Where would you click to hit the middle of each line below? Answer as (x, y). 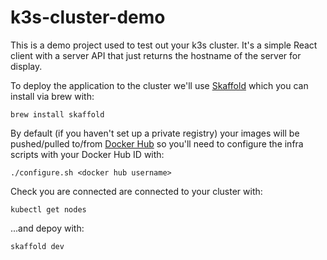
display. (26, 66)
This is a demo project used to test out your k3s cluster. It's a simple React (164, 45)
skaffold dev (37, 246)
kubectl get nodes (48, 209)
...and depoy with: (47, 228)
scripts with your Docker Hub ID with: (87, 154)
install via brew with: (52, 96)
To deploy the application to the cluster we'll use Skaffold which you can (159, 85)
